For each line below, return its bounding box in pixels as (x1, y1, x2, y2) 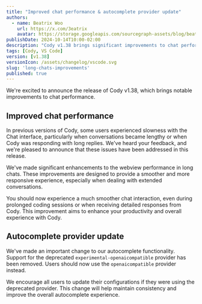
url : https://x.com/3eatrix (17, 25, 87, 32)
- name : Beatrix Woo (11, 20, 63, 26)
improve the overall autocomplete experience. (6, 291, 120, 298)
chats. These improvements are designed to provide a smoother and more (6, 170, 190, 178)
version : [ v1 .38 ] (6, 54, 50, 60)
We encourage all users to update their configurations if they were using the (6, 278, 195, 285)
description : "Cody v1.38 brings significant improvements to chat (6, 43, 179, 49)
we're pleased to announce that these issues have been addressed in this (6, 146, 189, 154)
